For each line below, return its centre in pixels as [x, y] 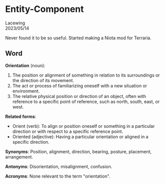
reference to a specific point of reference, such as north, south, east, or [86, 101]
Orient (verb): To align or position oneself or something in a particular [83, 126]
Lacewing [15, 23]
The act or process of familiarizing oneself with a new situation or [80, 86]
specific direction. [31, 142]
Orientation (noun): [25, 65]
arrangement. [19, 157]
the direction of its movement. [43, 80]
